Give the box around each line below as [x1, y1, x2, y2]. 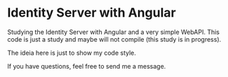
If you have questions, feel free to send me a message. [7, 62, 166, 70]
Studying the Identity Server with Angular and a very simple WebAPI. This [7, 28, 220, 36]
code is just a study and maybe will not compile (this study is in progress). [7, 35, 222, 43]
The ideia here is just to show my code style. [7, 49, 137, 57]
